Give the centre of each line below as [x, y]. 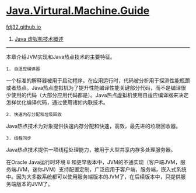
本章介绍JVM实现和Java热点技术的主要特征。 [61, 57]
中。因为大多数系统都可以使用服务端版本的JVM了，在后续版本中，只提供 [93, 177]
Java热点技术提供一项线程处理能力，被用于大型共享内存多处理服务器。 [91, 149]
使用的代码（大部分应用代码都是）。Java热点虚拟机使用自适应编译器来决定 [100, 95]
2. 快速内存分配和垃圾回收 [34, 114]
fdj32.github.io [24, 27]
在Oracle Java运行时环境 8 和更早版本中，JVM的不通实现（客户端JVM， [93, 162]
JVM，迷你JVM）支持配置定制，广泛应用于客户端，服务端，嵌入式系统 [101, 169]
